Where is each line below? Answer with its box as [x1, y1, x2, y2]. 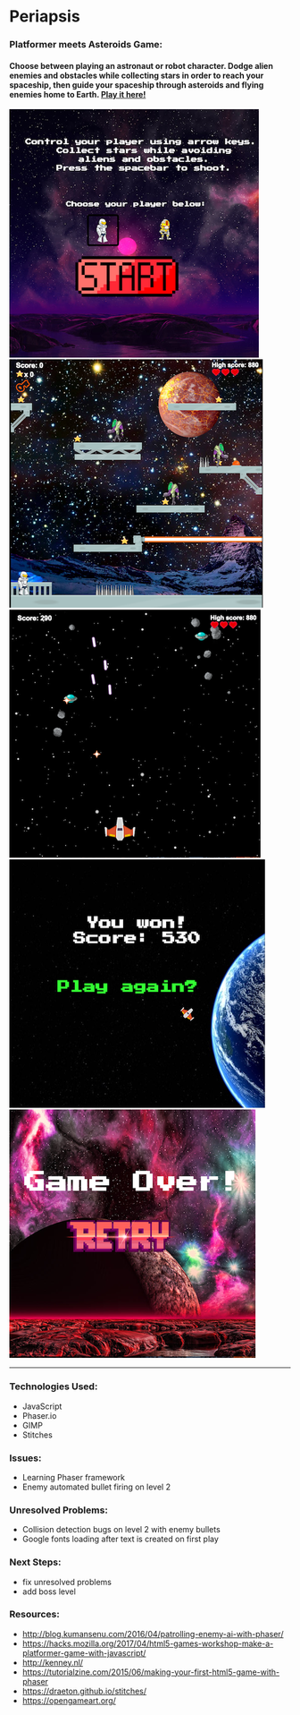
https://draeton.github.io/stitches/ [21, 1685, 147, 1696]
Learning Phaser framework [21, 1472, 125, 1482]
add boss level [21, 1586, 76, 1597]
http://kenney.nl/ [21, 1657, 83, 1668]
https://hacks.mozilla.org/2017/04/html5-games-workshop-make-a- [21, 1638, 274, 1649]
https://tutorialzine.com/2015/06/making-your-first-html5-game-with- [21, 1667, 279, 1677]
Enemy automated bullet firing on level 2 [21, 1481, 171, 1492]
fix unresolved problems [21, 1576, 112, 1587]
